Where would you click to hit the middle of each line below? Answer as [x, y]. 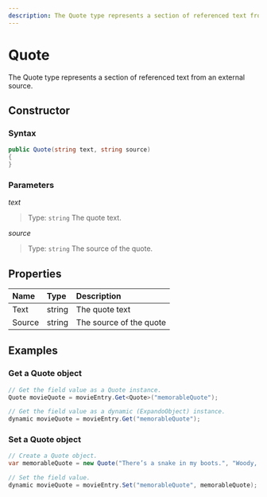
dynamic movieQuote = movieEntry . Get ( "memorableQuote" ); [104, 419]
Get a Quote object [45, 374]
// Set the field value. [49, 478]
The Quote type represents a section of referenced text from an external [126, 77]
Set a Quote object [45, 440]
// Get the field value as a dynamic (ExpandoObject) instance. [117, 412]
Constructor [39, 110]
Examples [33, 351]
